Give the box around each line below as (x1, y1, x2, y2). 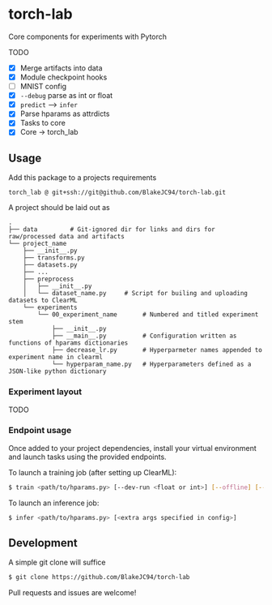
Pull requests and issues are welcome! (8, 588, 137, 598)
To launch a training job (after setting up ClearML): (8, 467, 177, 477)
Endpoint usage (8, 425, 72, 436)
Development (8, 536, 79, 550)
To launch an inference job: (8, 498, 100, 508)
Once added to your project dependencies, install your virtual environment (8, 443, 257, 453)
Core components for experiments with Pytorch (8, 32, 168, 41)
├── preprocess (23, 275, 74, 284)
